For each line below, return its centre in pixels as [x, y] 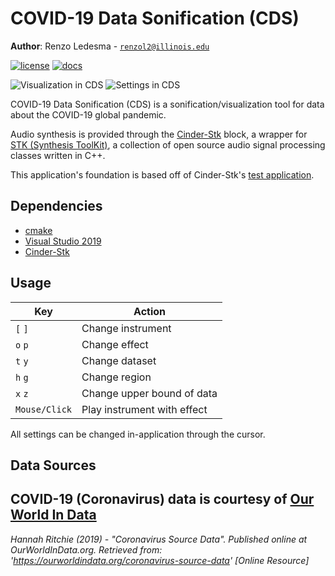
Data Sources [53, 465]
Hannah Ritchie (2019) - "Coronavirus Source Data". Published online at [159, 539]
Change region [116, 377]
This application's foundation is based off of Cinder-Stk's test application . [162, 174]
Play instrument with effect [144, 409]
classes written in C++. [58, 155]
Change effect [115, 344]
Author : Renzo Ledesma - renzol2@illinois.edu [110, 46]
